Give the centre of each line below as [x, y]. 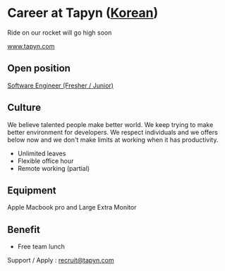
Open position [39, 68]
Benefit [24, 230]
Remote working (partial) [54, 168]
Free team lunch [41, 247]
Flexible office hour [45, 161]
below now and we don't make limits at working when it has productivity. [113, 140]
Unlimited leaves [42, 153]
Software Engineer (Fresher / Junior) [61, 85]
